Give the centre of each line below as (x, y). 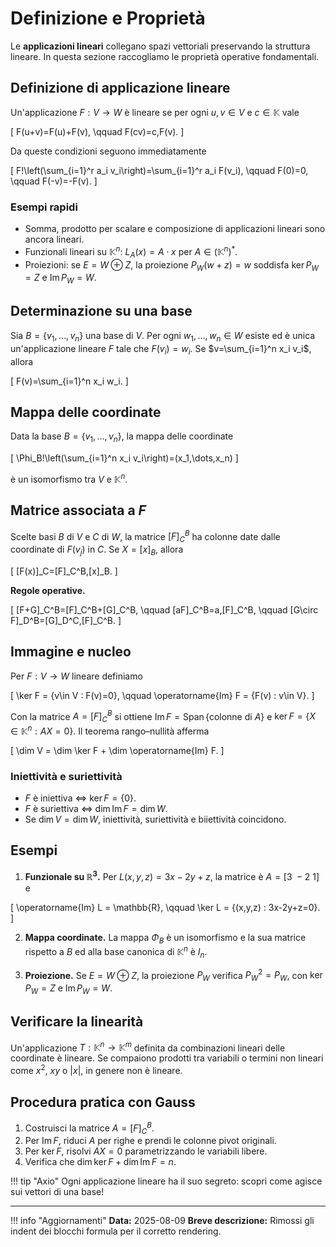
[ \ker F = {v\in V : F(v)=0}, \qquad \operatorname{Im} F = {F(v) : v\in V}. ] (162, 695)
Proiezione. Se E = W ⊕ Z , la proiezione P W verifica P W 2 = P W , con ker (173, 975)
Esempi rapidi (44, 207)
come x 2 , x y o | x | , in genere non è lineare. (96, 1070)
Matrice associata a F (78, 510)
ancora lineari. (54, 239)
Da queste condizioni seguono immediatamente (108, 151)
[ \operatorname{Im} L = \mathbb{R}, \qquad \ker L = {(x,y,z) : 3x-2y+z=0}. (165, 907)
